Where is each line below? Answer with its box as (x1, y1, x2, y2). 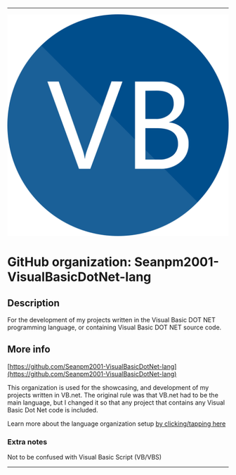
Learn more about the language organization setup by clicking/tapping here (7, 419, 226, 428)
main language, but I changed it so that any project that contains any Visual (7, 398, 225, 407)
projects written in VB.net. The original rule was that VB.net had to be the (7, 391, 219, 399)
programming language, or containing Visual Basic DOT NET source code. (7, 323, 222, 331)
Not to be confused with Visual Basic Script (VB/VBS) (7, 453, 162, 462)
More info (7, 343, 51, 355)
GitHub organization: (7, 254, 132, 270)
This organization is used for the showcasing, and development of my (7, 383, 209, 391)
